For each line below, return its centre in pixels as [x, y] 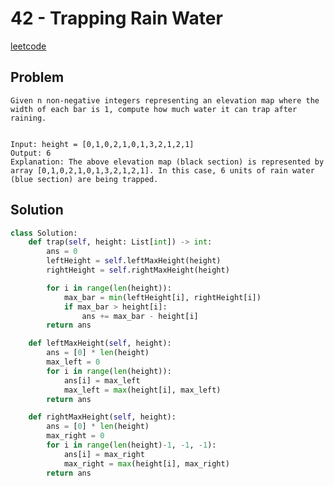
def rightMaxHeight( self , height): [102, 417]
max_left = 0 [73, 362]
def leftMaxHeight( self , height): [100, 343]
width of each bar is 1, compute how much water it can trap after [154, 109]
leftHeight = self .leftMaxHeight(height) [134, 261]
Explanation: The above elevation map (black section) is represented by [167, 162]
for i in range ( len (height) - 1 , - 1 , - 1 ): [131, 445]
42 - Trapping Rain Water [116, 18]
